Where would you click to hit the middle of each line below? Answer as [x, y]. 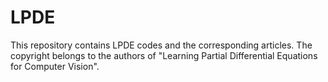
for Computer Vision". [55, 66]
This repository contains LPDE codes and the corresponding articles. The [161, 45]
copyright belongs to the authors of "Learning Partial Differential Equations [164, 55]
